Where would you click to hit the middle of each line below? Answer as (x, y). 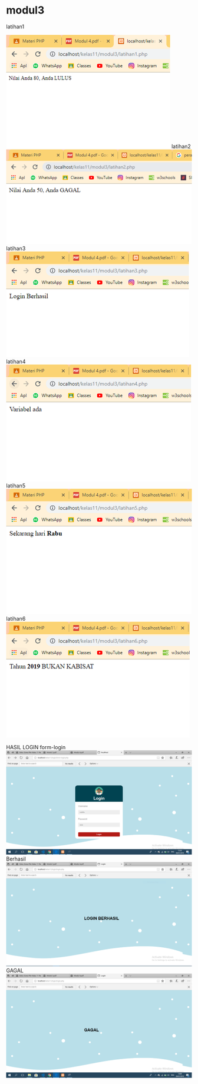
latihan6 (16, 618)
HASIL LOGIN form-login (36, 747)
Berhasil (16, 859)
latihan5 (16, 485)
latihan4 (16, 361)
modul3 (25, 10)
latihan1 (15, 27)
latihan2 (181, 146)
